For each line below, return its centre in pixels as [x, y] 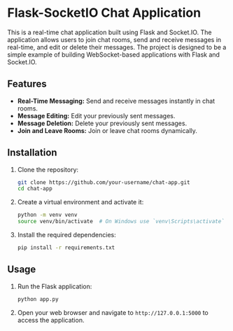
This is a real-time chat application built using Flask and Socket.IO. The [110, 32]
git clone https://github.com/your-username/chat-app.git [104, 182]
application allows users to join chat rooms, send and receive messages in [114, 39]
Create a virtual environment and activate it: [80, 202]
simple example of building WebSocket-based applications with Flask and [114, 55]
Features [27, 84]
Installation [32, 153]
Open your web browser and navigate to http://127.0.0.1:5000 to [113, 312]
